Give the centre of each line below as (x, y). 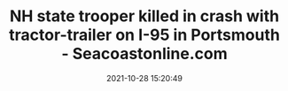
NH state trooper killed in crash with (144, 16)
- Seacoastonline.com (144, 54)
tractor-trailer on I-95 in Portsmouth (144, 35)
